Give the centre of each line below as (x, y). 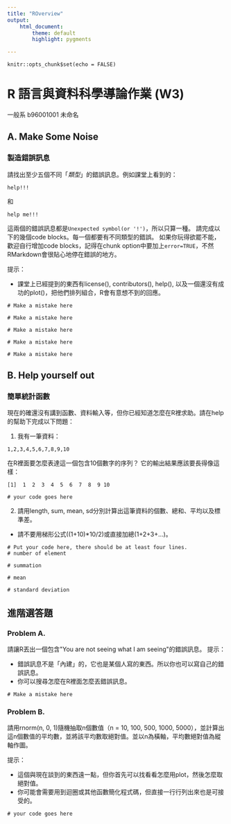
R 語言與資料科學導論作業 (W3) (96, 94)
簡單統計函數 (29, 396)
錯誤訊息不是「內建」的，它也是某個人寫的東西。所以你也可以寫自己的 (118, 664)
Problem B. (26, 712)
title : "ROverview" (35, 14)
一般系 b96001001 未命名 (43, 115)
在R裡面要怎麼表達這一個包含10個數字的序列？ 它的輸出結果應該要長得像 (110, 463)
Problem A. (26, 633)
